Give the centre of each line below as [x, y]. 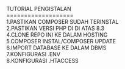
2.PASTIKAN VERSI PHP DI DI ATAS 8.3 [55, 28]
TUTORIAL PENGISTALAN [39, 9]
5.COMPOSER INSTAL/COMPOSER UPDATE [61, 41]
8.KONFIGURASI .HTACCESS [43, 61]
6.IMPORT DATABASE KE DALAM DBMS [56, 48]
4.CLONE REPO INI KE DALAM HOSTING [57, 35]
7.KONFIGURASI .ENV [34, 54]
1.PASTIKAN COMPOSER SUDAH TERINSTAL [62, 22]
